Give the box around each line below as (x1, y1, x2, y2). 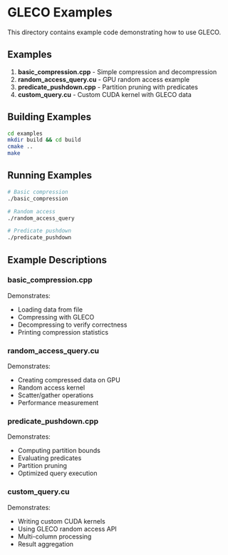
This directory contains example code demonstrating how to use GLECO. (7, 28, 222, 36)
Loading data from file (17, 305, 83, 314)
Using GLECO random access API (17, 524, 118, 533)
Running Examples (7, 169, 93, 182)
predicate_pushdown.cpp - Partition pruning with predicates (17, 83, 198, 91)
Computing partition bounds (17, 447, 101, 455)
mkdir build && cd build (7, 136, 81, 143)
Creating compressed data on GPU (17, 376, 121, 385)
